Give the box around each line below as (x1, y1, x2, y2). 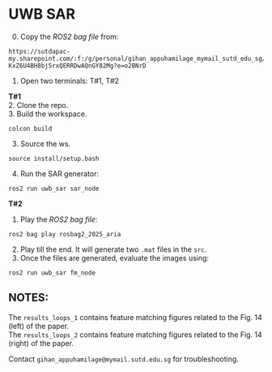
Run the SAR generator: (19, 168, 100, 179)
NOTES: (8, 291, 49, 305)
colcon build (8, 124, 53, 132)
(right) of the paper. (8, 338, 74, 348)
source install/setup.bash (8, 154, 100, 162)
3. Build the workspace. (8, 109, 87, 119)
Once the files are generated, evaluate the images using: (19, 253, 209, 262)
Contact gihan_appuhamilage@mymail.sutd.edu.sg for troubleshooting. (8, 354, 239, 364)
